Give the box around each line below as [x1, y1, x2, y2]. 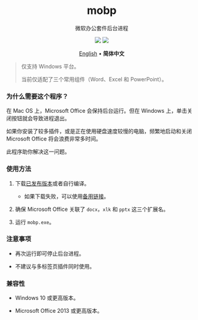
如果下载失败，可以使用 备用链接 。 [24, 192, 110, 200]
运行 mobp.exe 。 [15, 218, 55, 225]
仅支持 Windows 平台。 [21, 62, 80, 70]
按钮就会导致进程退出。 [11, 115, 70, 122]
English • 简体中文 [79, 50, 125, 57]
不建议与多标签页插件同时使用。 [15, 262, 95, 270]
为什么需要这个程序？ [6, 92, 68, 101]
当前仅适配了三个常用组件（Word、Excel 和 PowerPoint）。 [21, 75, 168, 82]
